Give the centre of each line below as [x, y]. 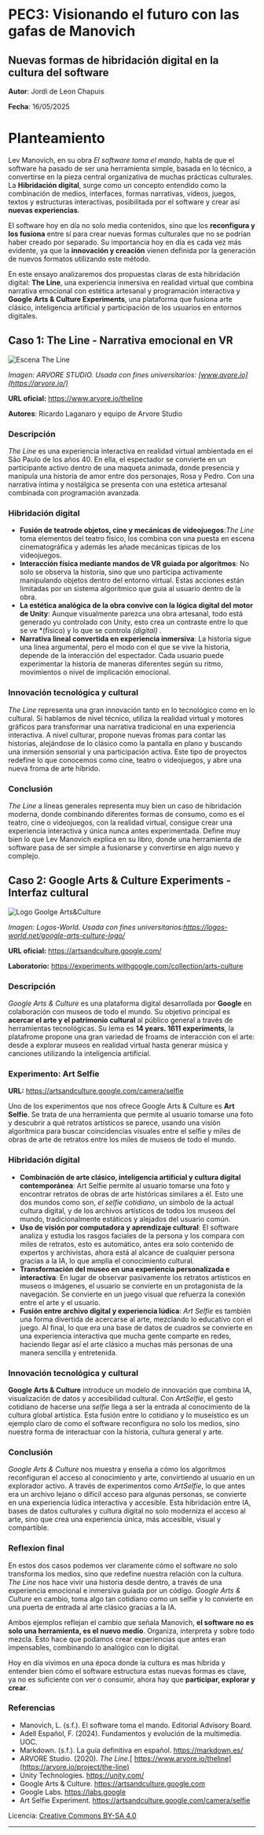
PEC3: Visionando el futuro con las [124, 15]
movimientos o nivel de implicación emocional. [95, 672]
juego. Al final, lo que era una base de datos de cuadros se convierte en [136, 1327]
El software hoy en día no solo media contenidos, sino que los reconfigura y [132, 225]
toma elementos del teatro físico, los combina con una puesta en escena [137, 539]
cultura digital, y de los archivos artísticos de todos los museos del [127, 1210]
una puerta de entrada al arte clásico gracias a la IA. [92, 1607]
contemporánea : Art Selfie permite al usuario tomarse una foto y [125, 1186]
